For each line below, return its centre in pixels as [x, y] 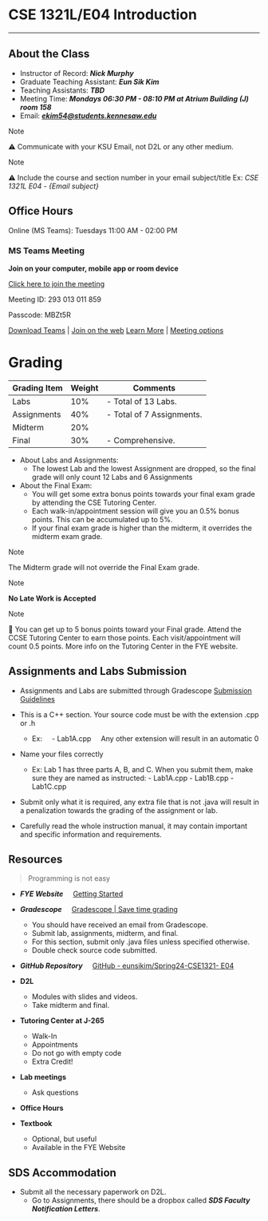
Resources [35, 859]
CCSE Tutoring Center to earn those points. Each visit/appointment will [124, 637]
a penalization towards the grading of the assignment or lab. [118, 810]
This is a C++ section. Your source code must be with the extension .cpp [139, 714]
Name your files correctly [61, 754]
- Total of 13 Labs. [142, 401]
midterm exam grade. [67, 536]
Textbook [36, 1124]
